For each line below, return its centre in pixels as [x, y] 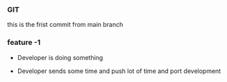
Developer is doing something [60, 57]
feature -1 [24, 43]
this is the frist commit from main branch [65, 25]
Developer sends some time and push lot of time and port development [119, 71]
